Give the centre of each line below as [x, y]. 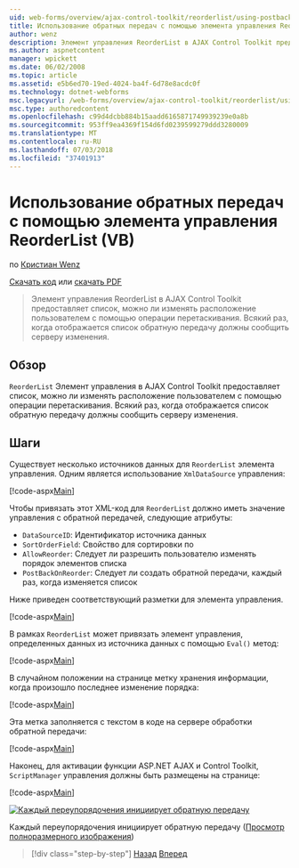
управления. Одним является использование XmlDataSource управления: [147, 474]
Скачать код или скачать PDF [66, 282]
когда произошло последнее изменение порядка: [104, 687]
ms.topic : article [43, 76]
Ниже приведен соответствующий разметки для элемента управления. [146, 600]
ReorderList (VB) [72, 240]
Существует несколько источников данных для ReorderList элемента [142, 465]
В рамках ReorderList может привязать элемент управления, [126, 634]
